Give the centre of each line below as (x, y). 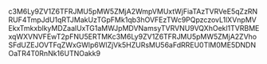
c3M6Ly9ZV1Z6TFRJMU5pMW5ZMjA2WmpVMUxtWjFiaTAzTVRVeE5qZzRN (133, 11)
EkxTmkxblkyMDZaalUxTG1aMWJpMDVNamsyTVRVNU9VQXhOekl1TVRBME (134, 28)
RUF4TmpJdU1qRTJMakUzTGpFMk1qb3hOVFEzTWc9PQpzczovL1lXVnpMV (132, 20)
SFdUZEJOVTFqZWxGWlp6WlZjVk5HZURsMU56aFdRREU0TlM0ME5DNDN (132, 45)
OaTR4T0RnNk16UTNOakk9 (55, 53)
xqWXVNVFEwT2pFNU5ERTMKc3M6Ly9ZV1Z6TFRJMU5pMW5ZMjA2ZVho (133, 36)
